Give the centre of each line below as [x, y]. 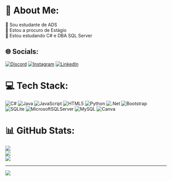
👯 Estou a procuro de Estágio [36, 30]
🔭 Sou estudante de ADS [31, 25]
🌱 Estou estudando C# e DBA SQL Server [49, 35]
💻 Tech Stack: [37, 85]
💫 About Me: [32, 11]
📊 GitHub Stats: [40, 130]
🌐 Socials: [22, 52]
